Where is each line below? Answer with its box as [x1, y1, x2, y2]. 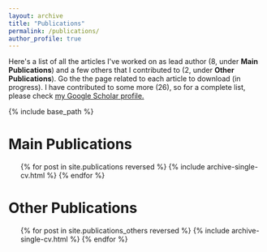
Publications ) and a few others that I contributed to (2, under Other [8, 66, 235, 75]
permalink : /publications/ [8, 27, 100, 35]
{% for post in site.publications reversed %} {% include [19, 162, 205, 172]
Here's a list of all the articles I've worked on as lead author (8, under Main [8, 57, 258, 66]
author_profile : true [8, 34, 82, 43]
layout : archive [8, 11, 63, 20]
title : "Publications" [8, 19, 85, 28]
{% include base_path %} [8, 107, 94, 117]
